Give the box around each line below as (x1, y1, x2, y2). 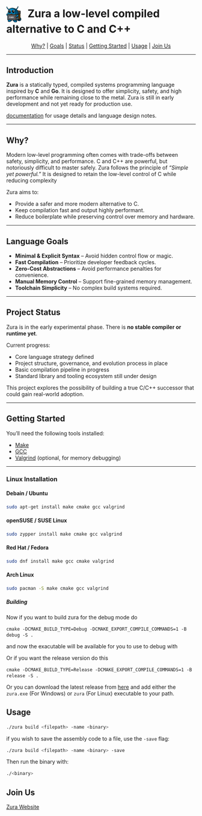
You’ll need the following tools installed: (6, 429, 105, 437)
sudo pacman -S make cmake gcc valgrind (6, 586, 109, 592)
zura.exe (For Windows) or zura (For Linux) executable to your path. (6, 689, 174, 697)
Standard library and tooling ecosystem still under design (14, 372, 157, 379)
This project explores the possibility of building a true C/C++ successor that (6, 384, 194, 391)
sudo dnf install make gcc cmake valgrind (6, 558, 114, 564)
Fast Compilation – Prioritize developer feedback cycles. (14, 259, 156, 266)
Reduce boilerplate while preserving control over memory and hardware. (14, 213, 195, 220)
